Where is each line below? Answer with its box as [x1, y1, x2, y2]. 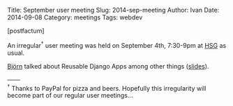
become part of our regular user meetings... [7, 91, 133, 100]
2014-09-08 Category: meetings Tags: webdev [7, 13, 143, 21]
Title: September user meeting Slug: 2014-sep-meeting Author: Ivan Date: [7, 6, 220, 14]
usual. [7, 48, 25, 57]
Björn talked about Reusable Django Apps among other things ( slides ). [7, 62, 209, 70]
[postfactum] [7, 27, 45, 35]
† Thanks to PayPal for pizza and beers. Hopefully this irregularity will [7, 82, 206, 92]
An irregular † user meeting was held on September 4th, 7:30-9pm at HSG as [7, 40, 227, 49]
